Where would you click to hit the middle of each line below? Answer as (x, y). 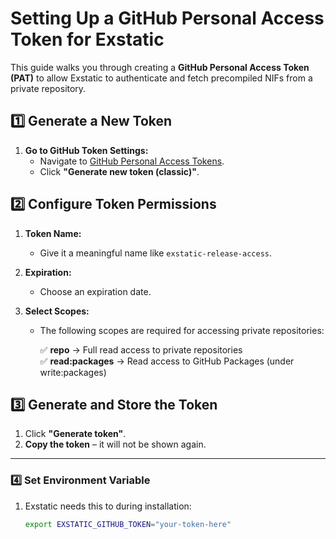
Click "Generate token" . (75, 434)
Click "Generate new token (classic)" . (119, 171)
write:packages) (73, 372)
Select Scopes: (57, 311)
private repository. (48, 88)
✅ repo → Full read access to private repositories (141, 349)
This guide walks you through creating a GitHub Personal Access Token (160, 67)
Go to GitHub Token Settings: (86, 150)
